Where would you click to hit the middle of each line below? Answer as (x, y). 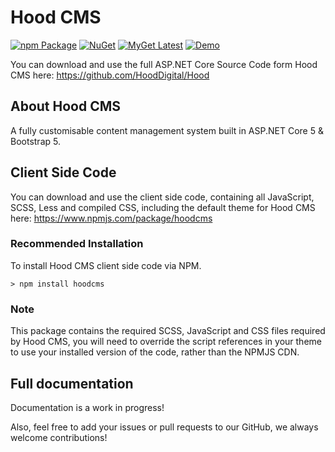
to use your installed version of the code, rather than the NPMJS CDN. (155, 352)
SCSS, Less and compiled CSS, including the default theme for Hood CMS (163, 207)
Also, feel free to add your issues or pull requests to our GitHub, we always (164, 427)
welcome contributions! (59, 437)
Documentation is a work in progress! (87, 407)
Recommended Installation (77, 244)
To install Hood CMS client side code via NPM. (106, 265)
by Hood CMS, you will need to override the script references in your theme (166, 342)
